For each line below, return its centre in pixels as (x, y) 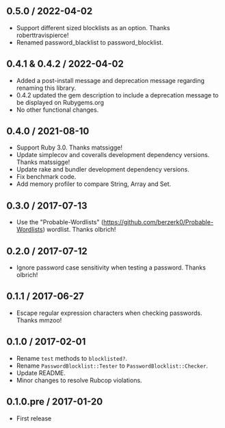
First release (34, 418)
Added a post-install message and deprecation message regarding (110, 80)
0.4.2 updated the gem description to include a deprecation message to (118, 95)
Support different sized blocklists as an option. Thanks (93, 27)
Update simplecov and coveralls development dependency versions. (113, 155)
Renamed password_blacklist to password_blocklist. (90, 42)
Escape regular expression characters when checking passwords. (109, 313)
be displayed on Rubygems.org (60, 102)
